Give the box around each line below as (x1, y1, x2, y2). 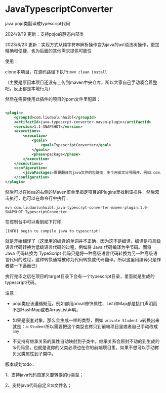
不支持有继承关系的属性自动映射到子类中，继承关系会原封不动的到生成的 (12, 338, 160, 344)
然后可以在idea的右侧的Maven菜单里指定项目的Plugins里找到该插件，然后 (5, 189, 155, 195)
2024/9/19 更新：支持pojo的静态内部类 (5, 31, 84, 37)
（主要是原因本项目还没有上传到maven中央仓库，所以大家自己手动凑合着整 (5, 79, 157, 85)
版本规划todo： (5, 361, 36, 367)
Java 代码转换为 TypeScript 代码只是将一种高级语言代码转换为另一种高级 (5, 250, 153, 256)
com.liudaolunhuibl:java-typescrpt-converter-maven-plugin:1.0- (14, 205, 149, 210)
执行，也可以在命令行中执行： (9, 195, 70, 201)
